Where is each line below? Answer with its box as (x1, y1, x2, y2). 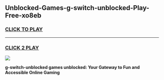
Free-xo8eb (5, 12, 41, 20)
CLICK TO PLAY (5, 26, 43, 33)
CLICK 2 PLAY (5, 44, 39, 51)
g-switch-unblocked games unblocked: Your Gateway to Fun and (5, 64, 140, 70)
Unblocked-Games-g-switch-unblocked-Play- (5, 4, 150, 12)
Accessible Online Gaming (5, 69, 60, 75)
